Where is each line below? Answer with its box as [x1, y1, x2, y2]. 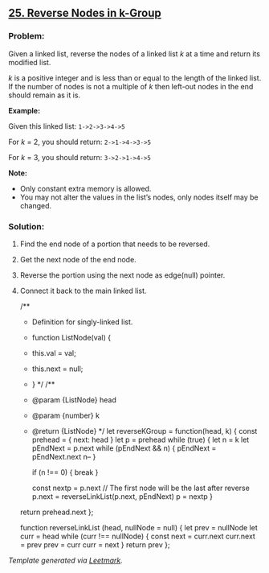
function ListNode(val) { [31, 332, 112, 342]
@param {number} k [31, 410, 100, 420]
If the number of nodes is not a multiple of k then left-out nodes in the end [8, 81, 254, 91]
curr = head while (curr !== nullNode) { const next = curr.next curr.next [19, 531, 255, 541]
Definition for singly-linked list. [31, 317, 133, 327]
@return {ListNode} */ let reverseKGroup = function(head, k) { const [31, 426, 258, 435]
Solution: [8, 221, 45, 232]
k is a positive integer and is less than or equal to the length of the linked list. [8, 72, 262, 83]
